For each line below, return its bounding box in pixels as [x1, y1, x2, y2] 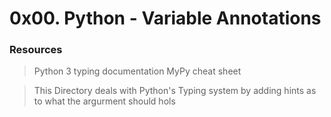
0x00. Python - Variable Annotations [9, 7, 322, 30]
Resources [9, 43, 63, 57]
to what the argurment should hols [33, 95, 176, 107]
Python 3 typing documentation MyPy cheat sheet [33, 65, 242, 77]
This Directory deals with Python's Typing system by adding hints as [33, 85, 317, 97]
